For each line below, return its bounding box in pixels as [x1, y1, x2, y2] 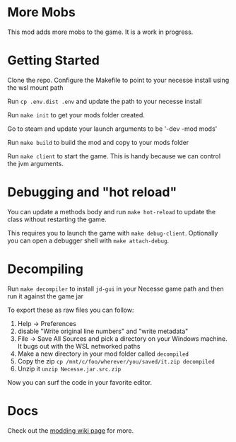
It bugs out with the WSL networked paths [17, 342, 141, 350]
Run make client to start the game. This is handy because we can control [7, 151, 221, 160]
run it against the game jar [7, 291, 83, 301]
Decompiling [7, 261, 83, 277]
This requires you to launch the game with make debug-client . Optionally [7, 228, 218, 237]
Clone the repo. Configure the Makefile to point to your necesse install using [7, 76, 230, 84]
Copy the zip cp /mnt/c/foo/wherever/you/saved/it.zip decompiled [17, 356, 216, 365]
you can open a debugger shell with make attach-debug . [7, 236, 170, 245]
